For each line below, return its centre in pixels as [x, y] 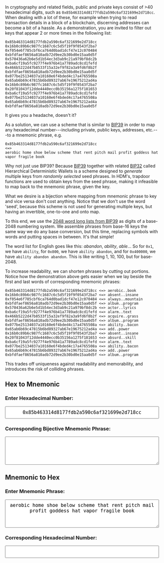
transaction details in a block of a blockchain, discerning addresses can [77, 22]
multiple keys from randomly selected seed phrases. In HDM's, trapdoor [78, 176]
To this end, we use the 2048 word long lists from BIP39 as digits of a [75, 221]
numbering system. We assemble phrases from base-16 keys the [82, 226]
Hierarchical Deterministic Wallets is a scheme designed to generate [74, 171]
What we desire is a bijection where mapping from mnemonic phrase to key [81, 196]
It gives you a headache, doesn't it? [41, 115]
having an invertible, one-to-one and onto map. [52, 212]
